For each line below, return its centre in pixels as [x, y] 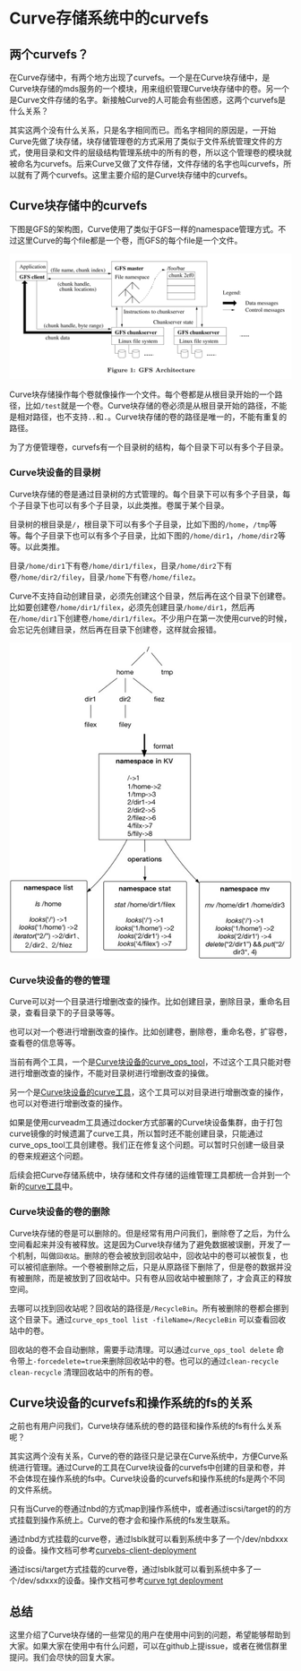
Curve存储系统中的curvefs [109, 18]
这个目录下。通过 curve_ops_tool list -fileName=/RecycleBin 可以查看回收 [148, 1319]
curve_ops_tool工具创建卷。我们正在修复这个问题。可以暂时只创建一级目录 [147, 1145]
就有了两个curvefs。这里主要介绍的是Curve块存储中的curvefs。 [134, 175]
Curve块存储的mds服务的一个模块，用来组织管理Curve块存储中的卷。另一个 [149, 89]
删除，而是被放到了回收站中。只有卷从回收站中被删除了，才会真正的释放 [158, 1278]
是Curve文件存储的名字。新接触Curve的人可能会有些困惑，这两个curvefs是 [148, 100]
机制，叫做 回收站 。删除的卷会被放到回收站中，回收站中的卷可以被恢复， [148, 1255]
